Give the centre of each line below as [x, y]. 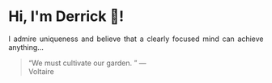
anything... [26, 47]
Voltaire [41, 71]
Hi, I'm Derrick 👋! [66, 17]
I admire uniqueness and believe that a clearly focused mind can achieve [136, 39]
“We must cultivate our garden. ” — [87, 63]
